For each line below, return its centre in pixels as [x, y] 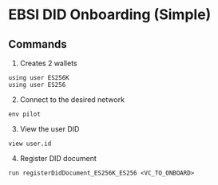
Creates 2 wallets [48, 63]
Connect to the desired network [72, 100]
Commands [38, 44]
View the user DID [50, 129]
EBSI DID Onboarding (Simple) [110, 15]
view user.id [30, 144]
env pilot [25, 114]
